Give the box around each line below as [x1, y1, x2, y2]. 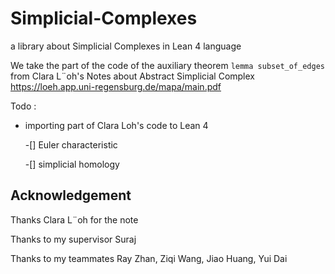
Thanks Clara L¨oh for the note [10, 213, 139, 226]
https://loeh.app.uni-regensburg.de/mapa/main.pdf [10, 80, 222, 92]
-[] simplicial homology [24, 158, 120, 170]
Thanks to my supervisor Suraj [10, 233, 137, 245]
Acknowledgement [10, 187, 132, 204]
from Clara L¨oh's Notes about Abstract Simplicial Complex [10, 70, 256, 82]
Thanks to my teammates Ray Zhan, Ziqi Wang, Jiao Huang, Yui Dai [10, 252, 288, 264]
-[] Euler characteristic [24, 138, 118, 151]
